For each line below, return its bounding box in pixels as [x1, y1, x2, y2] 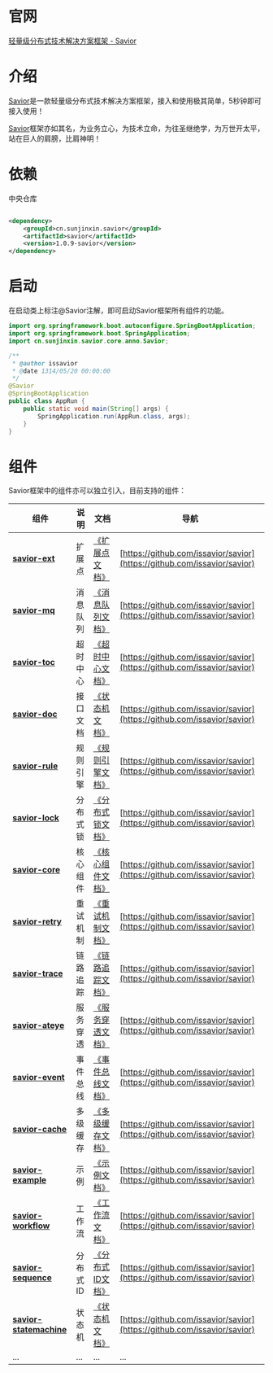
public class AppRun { [8, 397, 85, 405]
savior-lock [12, 812, 59, 824]
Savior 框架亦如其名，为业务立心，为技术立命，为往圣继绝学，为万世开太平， [8, 123, 265, 133]
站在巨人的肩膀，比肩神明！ [8, 133, 102, 143]
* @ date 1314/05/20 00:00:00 [11, 367, 111, 375]
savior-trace [12, 968, 63, 979]
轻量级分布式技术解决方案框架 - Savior [8, 36, 136, 46]
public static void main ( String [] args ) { [23, 404, 169, 413]
